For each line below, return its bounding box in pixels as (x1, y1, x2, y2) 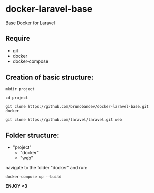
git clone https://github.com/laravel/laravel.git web (5, 117, 122, 122)
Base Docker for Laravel (5, 20, 55, 26)
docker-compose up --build (5, 174, 62, 179)
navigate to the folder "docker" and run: (5, 165, 88, 171)
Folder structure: (5, 131, 59, 139)
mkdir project (5, 86, 35, 91)
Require (5, 34, 30, 43)
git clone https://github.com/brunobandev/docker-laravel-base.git (5, 104, 149, 109)
